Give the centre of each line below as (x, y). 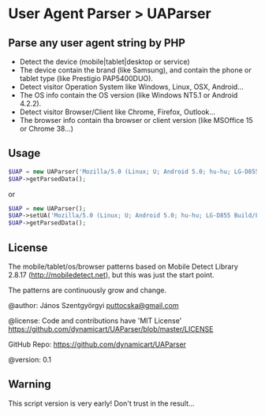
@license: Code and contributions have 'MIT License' (95, 321)
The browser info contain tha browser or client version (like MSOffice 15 (136, 120)
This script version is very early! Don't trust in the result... (101, 403)
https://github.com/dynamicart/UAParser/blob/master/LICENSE (111, 329)
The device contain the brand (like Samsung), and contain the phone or (135, 70)
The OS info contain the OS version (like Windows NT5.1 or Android (129, 95)
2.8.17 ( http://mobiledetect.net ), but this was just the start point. (111, 275)
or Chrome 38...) (46, 128)
